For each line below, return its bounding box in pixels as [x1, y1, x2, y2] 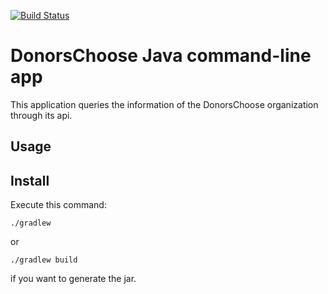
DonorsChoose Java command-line [10, 45, 312, 67]
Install [10, 172, 50, 189]
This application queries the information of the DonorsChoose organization [10, 98, 319, 110]
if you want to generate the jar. [10, 273, 137, 285]
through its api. [10, 109, 73, 121]
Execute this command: [10, 199, 107, 211]
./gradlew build [10, 255, 78, 265]
